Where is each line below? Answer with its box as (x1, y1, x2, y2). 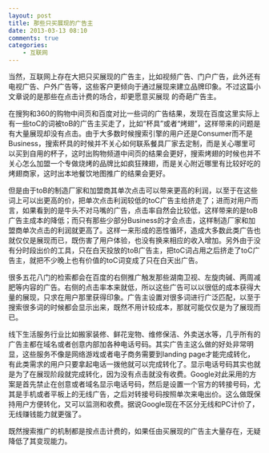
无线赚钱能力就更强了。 (8, 409, 86, 419)
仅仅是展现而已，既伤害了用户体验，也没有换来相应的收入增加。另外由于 (14, 236, 254, 244)
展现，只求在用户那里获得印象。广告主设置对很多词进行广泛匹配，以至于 (22, 292, 261, 302)
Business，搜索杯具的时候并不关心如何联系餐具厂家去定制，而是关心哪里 (8, 139, 249, 148)
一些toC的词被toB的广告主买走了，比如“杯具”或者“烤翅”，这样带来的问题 (14, 119, 254, 128)
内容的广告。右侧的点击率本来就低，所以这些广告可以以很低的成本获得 (22, 283, 254, 292)
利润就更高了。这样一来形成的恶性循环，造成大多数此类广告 (57, 225, 254, 235)
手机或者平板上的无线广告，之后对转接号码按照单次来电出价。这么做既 (22, 389, 254, 399)
